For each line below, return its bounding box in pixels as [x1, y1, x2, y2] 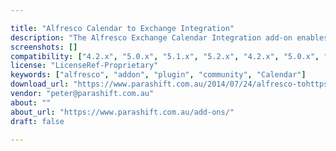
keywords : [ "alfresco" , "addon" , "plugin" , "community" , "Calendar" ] [10, 70, 307, 80]
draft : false [10, 116, 65, 126]
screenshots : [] [10, 42, 78, 52]
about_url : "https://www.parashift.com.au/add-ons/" [10, 107, 235, 117]
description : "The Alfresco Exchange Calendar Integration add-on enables [10, 32, 329, 43]
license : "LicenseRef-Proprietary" [10, 61, 159, 71]
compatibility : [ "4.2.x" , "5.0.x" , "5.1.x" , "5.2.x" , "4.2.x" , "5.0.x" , [10, 51, 320, 61]
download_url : [10, 79, 70, 90]
